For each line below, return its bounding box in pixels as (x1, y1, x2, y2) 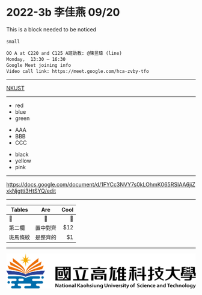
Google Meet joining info (6, 62, 71, 68)
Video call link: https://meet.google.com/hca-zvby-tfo (6, 68, 149, 74)
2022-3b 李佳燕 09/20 (6, 5, 120, 19)
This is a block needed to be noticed (6, 25, 97, 33)
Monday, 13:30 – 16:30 (6, 56, 66, 62)
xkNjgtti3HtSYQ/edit (6, 187, 57, 194)
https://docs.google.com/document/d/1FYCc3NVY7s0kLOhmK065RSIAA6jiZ (6, 181, 195, 188)
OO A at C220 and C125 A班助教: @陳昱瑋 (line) (6, 50, 122, 56)
